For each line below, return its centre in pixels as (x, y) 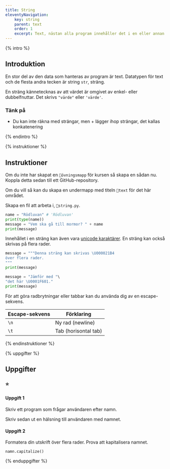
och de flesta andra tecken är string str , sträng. (55, 81)
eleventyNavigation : (27, 15)
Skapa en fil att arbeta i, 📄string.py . (43, 205)
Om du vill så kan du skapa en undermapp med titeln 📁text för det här (78, 190)
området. (15, 195)
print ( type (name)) (25, 219)
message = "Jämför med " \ (32, 277)
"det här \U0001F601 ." (29, 281)
